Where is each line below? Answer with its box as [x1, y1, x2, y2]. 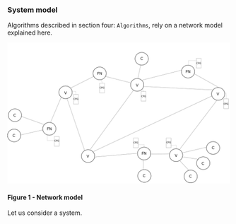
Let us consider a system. [7, 208, 83, 217]
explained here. [7, 28, 53, 37]
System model [7, 5, 58, 15]
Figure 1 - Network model [7, 193, 83, 201]
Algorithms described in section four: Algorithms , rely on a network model [7, 21, 223, 30]
